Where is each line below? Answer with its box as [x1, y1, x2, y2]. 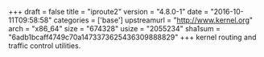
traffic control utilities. [8, 41, 81, 51]
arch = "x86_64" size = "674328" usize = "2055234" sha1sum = [8, 24, 221, 33]
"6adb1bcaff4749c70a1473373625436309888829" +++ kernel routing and [8, 32, 257, 42]
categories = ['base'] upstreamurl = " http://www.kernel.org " [53, 15, 254, 25]
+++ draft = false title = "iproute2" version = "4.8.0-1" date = [8, 7, 209, 16]
